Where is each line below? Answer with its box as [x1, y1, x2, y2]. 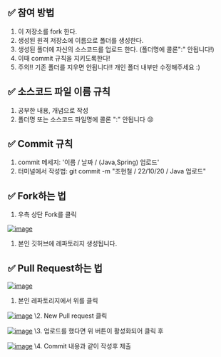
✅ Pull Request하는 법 [7, 262, 103, 274]
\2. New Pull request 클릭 [34, 311, 108, 320]
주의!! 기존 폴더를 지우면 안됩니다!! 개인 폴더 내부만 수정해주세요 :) [17, 63, 201, 71]
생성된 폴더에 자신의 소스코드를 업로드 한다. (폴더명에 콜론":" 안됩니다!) [17, 45, 215, 54]
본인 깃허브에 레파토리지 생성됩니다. [17, 239, 118, 248]
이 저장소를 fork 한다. [17, 27, 78, 36]
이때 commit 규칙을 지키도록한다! [17, 54, 110, 62]
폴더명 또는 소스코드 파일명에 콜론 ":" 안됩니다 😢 [17, 115, 154, 124]
